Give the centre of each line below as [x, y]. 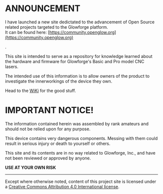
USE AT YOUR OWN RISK [31, 167]
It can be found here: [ [27, 32]
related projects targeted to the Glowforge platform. [57, 27]
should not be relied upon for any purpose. [48, 129]
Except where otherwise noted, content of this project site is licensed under [81, 181]
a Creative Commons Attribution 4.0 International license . [62, 186]
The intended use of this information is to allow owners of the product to [77, 76]
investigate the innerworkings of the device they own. [59, 81]
